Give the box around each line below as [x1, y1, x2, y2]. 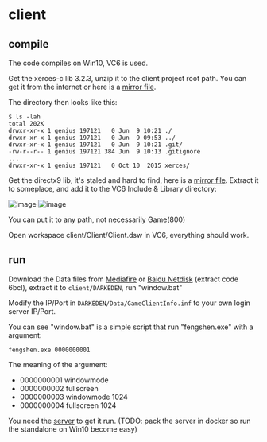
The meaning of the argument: [8, 359, 108, 369]
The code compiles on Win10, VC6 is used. [8, 58, 149, 68]
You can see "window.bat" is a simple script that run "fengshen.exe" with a [8, 322, 253, 331]
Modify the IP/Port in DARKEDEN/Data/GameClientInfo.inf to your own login [8, 298, 250, 308]
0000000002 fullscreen [19, 383, 99, 393]
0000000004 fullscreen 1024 [19, 400, 117, 410]
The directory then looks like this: [8, 98, 118, 107]
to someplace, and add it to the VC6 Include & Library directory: [8, 184, 217, 193]
